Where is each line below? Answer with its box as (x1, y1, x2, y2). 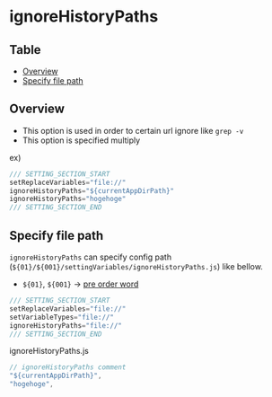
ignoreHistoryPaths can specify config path (9, 251, 172, 262)
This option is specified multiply (22, 135, 141, 146)
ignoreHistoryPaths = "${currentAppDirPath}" (9, 186, 175, 195)
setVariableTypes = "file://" (9, 313, 115, 322)
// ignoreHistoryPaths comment (9, 363, 127, 372)
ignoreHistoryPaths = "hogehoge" (9, 195, 127, 204)
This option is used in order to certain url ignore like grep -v (22, 125, 244, 136)
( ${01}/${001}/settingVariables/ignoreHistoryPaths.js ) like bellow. (9, 261, 263, 271)
